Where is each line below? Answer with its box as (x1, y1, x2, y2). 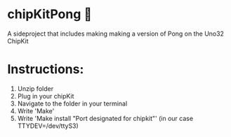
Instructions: (7, 62, 84, 78)
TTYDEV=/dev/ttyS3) (17, 122, 79, 130)
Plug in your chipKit (17, 92, 74, 100)
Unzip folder (17, 84, 54, 93)
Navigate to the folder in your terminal (17, 99, 128, 108)
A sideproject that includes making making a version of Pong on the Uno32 (7, 29, 225, 38)
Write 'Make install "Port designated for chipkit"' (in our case (17, 114, 194, 122)
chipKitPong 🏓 (7, 6, 93, 22)
